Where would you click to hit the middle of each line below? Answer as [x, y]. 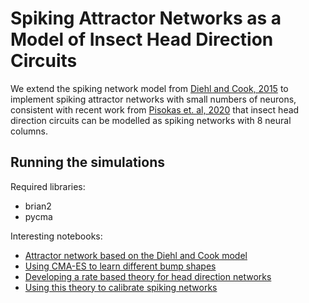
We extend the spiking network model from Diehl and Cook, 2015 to [149, 88]
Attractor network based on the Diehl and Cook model [136, 255]
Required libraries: [48, 186]
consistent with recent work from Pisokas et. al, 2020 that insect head [155, 109]
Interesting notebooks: [56, 236]
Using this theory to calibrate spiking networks [121, 287]
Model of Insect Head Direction [142, 39]
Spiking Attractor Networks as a [146, 18]
